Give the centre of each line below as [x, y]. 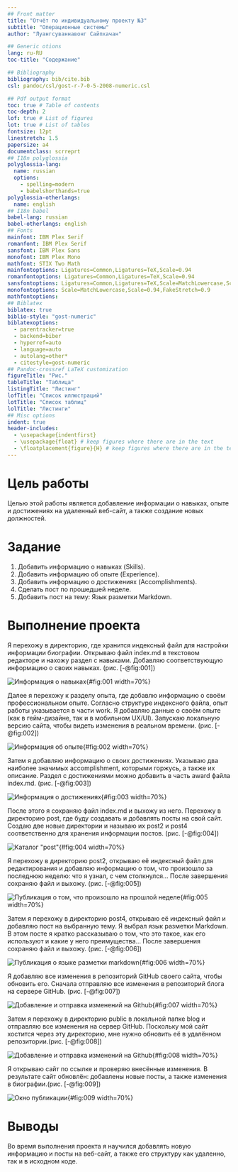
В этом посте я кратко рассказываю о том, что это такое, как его [107, 933]
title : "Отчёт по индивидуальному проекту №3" [77, 21]
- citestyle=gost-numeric [52, 363]
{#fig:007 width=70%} [185, 1004]
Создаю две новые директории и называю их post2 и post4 [97, 826]
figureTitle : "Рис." [38, 376]
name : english [34, 204]
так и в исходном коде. [42, 1161]
